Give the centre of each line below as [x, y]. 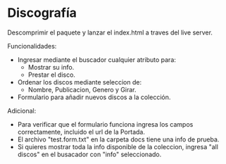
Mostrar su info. [51, 67]
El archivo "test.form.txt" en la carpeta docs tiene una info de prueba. [118, 139]
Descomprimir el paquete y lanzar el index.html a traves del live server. [110, 32]
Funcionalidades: [32, 46]
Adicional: [22, 111]
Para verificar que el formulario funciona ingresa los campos [105, 124]
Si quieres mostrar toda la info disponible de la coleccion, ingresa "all [118, 146]
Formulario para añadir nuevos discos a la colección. [94, 97]
